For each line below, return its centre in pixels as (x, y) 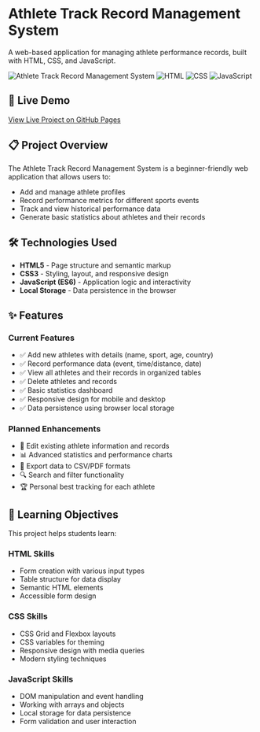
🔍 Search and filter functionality (71, 475)
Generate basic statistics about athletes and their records (112, 216)
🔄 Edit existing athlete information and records (94, 446)
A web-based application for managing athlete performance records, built (128, 52)
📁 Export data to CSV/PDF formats (75, 466)
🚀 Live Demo (39, 100)
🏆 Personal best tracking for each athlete (87, 487)
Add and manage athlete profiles (72, 192)
